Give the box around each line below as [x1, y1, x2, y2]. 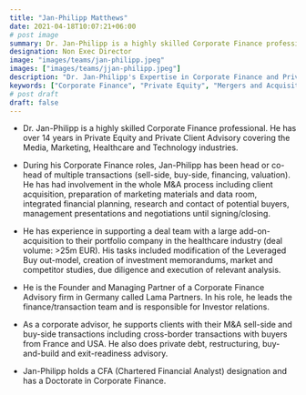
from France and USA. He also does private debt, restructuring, [22, 339, 261, 349]
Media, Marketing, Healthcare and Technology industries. [22, 142, 239, 153]
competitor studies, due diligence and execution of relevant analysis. [22, 265, 281, 276]
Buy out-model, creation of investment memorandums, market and [22, 255, 273, 266]
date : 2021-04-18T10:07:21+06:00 [9, 22, 137, 31]
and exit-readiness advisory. [61, 348, 168, 360]
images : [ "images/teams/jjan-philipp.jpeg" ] [9, 65, 181, 74]
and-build [22, 348, 60, 360]
